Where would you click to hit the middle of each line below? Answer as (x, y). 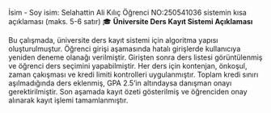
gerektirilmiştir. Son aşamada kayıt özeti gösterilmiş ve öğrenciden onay (128, 92)
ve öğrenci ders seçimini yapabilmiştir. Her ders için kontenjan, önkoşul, (128, 66)
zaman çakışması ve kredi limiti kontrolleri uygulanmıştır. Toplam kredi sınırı (133, 74)
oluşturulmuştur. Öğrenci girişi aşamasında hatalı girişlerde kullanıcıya (125, 49)
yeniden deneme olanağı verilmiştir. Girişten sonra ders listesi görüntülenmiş (135, 57)
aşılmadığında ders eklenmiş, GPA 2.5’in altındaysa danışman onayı (120, 83)
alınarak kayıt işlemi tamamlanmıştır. (68, 100)
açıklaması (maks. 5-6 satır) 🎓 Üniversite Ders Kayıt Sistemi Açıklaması (131, 21)
